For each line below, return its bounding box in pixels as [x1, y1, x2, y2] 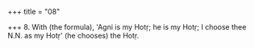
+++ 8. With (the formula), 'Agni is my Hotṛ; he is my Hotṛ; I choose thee [7, 22, 247, 31]
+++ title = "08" [7, 7, 61, 16]
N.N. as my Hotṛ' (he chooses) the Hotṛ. [7, 31, 140, 40]
